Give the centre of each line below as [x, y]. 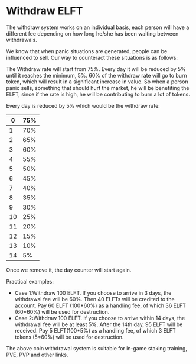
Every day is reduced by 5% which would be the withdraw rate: [83, 105]
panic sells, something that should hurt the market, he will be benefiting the [98, 88]
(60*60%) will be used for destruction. [62, 311]
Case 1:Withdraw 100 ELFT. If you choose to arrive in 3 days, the [93, 293]
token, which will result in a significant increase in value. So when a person [97, 82]
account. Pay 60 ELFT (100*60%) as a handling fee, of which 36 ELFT [100, 305]
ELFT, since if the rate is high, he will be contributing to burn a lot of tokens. [98, 94]
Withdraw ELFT [45, 11]
